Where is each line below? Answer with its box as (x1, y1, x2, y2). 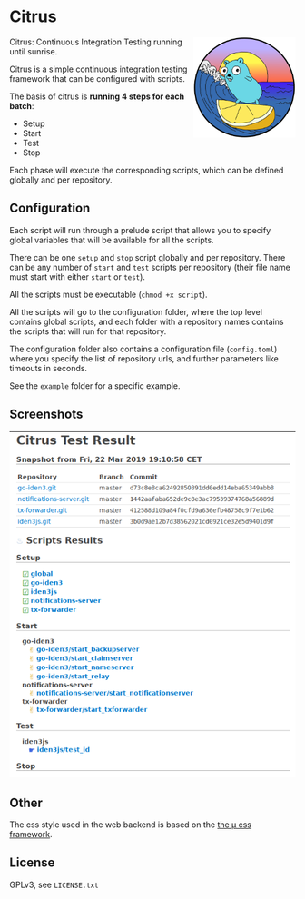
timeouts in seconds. (9, 362, 88, 373)
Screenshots (9, 407, 84, 422)
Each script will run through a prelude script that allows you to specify (9, 224, 271, 235)
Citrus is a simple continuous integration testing (9, 64, 188, 74)
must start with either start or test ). (9, 271, 145, 282)
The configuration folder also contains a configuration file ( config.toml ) (9, 343, 278, 354)
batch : (9, 100, 34, 111)
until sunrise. (9, 45, 58, 56)
